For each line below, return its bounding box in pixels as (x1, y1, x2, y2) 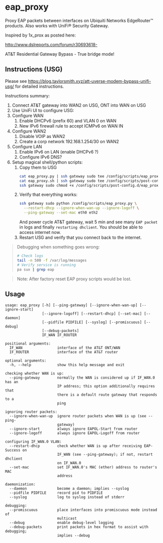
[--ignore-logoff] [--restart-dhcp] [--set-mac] (42, 311, 142, 316)
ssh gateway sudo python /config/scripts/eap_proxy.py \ (19, 201, 137, 206)
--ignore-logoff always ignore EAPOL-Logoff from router (9, 431, 140, 436)
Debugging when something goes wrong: (16, 244, 100, 250)
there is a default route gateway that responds (57, 392, 158, 397)
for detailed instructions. (15, 83, 64, 89)
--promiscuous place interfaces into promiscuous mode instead (9, 507, 158, 513)
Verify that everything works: (19, 192, 78, 197)
